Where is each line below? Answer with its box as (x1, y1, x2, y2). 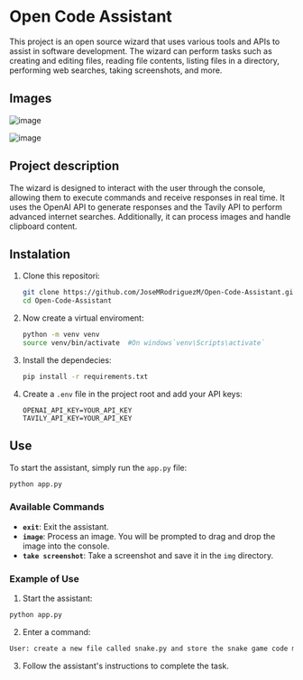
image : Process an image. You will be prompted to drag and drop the (22, 530, 276, 541)
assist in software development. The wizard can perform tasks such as (9, 45, 272, 56)
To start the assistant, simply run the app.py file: (9, 462, 188, 473)
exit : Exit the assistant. (22, 521, 110, 532)
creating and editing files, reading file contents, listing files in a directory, (9, 55, 280, 66)
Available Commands (9, 501, 106, 513)
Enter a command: (22, 626, 91, 637)
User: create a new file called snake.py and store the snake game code (9, 644, 289, 653)
